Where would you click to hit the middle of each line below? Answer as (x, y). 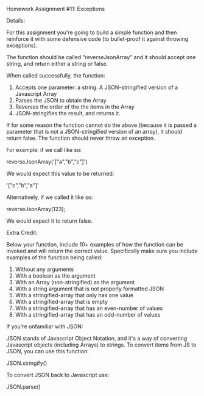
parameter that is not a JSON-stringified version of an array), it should (94, 131)
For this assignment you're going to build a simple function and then (92, 32)
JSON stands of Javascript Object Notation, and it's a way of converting (97, 338)
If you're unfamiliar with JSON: (45, 326)
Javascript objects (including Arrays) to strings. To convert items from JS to (101, 345)
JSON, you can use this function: (48, 351)
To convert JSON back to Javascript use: (58, 375)
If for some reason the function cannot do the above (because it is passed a (101, 125)
